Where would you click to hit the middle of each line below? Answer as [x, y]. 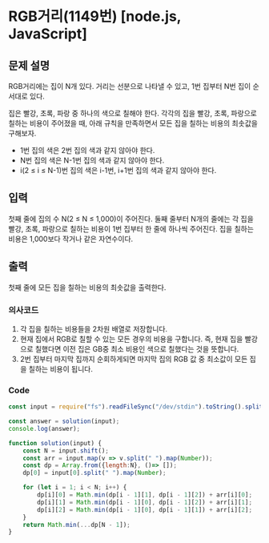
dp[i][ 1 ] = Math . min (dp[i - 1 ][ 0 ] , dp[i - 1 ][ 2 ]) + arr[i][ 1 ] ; [145, 502]
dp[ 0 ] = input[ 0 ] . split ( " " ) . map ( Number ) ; [94, 473]
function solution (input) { [55, 443]
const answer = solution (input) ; [64, 421]
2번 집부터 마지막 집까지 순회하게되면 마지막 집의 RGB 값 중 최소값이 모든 [134, 359]
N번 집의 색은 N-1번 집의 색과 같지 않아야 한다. [92, 160]
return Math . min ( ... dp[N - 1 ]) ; [76, 525]
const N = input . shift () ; [66, 450]
